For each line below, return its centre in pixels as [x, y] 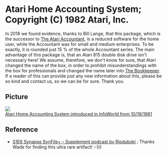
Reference [22, 130]
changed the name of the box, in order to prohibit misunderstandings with [81, 65]
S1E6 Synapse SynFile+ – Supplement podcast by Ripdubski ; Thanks [83, 142]
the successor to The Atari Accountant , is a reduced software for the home [82, 39]
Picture [17, 97]
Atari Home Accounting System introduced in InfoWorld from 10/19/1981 [79, 114]
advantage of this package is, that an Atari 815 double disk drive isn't [76, 55]
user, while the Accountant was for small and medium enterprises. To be [80, 44]
